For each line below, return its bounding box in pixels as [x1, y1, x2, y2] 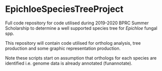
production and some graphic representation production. [5, 45, 121, 51]
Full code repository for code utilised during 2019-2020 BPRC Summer [5, 20, 149, 26]
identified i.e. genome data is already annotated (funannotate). [5, 60, 132, 66]
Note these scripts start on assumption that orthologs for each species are [5, 55, 157, 61]
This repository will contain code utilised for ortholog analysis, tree [5, 40, 141, 46]
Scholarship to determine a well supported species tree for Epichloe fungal [5, 25, 158, 31]
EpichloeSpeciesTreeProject [5, 3, 123, 15]
